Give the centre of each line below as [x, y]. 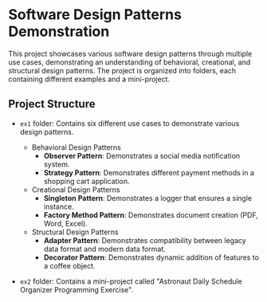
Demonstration [59, 31]
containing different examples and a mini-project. [89, 79]
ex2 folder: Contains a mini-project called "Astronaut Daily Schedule [131, 281]
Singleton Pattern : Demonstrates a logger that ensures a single [148, 198]
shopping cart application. [86, 181]
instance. [59, 206]
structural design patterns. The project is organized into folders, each [122, 70]
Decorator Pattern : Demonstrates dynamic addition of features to [151, 257]
